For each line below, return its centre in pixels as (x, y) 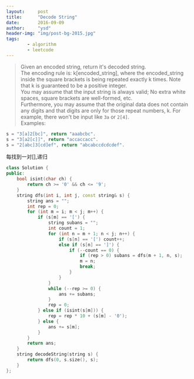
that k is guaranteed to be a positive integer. (74, 85)
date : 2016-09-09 (35, 22)
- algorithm (42, 45)
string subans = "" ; (73, 223)
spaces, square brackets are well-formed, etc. (76, 98)
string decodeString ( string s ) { (58, 354)
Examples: (33, 123)
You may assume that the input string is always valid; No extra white (103, 91)
